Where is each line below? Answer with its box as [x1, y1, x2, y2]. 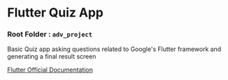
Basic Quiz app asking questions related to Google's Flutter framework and [7, 45, 222, 53]
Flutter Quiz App [7, 5, 104, 21]
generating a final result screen [7, 52, 96, 61]
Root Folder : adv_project [7, 30, 93, 39]
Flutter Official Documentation [7, 66, 94, 74]
